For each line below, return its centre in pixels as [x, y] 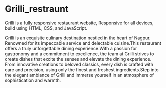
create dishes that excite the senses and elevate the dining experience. [78, 59]
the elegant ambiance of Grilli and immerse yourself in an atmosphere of [80, 75]
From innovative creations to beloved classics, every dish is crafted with [79, 64]
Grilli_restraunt [37, 9]
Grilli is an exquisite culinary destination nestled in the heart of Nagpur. [78, 38]
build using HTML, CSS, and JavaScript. [46, 28]
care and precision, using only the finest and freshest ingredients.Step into [82, 69]
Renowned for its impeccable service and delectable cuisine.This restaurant [83, 43]
